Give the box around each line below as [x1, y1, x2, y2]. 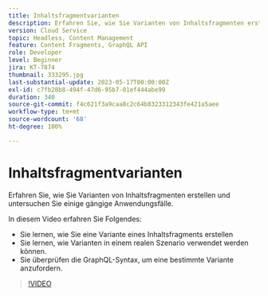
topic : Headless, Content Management [8, 33, 134, 42]
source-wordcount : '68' [8, 115, 88, 123]
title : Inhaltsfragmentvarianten [8, 11, 120, 20]
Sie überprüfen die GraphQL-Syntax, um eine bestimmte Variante [19, 255, 234, 264]
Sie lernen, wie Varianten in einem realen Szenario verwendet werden [19, 238, 249, 247]
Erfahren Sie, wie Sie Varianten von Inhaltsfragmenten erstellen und [8, 190, 231, 200]
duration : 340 [8, 93, 56, 101]
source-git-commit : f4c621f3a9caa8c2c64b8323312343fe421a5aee [8, 100, 219, 108]
